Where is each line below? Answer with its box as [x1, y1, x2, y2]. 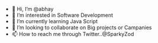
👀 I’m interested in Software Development [11, 12, 114, 19]
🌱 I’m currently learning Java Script [11, 18, 98, 24]
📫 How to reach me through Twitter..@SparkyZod [11, 31, 134, 37]
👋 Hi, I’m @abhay [11, 6, 54, 12]
